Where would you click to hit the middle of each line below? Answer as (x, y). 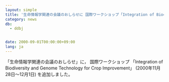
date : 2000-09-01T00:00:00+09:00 (40, 42)
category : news (21, 19)
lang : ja (14, 47)
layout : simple (21, 10)
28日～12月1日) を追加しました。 (39, 74)
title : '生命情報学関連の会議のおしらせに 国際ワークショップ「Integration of (80, 15)
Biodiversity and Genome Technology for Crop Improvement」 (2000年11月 (83, 68)
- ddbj (17, 29)
